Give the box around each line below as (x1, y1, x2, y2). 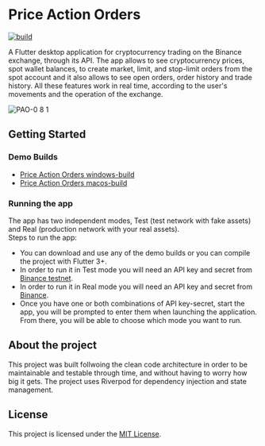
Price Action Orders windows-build (19, 169, 135, 179)
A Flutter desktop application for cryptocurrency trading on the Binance (8, 47, 242, 56)
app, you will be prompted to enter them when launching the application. (19, 307, 258, 317)
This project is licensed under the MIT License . (8, 429, 162, 438)
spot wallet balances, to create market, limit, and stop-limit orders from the (8, 63, 252, 73)
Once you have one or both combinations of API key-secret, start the (19, 298, 245, 308)
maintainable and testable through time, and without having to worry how (8, 367, 248, 378)
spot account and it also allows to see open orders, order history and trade (8, 72, 252, 82)
